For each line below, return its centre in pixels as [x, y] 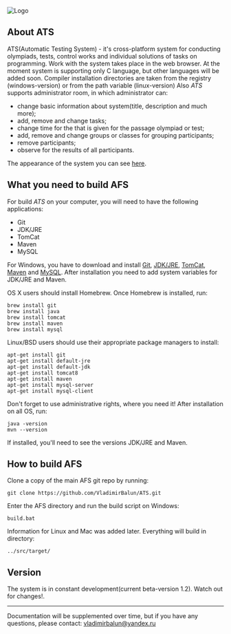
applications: [25, 209]
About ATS [31, 32]
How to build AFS [45, 464]
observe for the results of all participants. [76, 150]
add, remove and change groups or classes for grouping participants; [115, 135]
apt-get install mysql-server [51, 385]
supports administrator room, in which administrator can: [88, 92]
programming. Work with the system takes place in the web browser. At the [113, 63]
